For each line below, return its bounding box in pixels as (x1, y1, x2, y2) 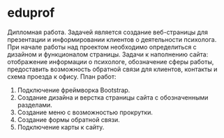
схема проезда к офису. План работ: (7, 72, 117, 81)
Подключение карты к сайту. (17, 123, 105, 131)
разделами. (17, 100, 52, 109)
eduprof (7, 5, 55, 21)
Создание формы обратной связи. (17, 115, 120, 123)
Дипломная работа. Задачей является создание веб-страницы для (7, 28, 208, 36)
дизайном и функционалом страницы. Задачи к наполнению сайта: (7, 50, 209, 59)
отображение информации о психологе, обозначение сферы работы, (7, 57, 214, 66)
